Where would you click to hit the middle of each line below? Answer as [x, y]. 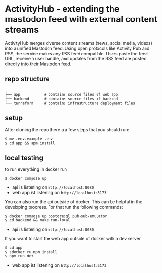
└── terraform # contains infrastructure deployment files [70, 103]
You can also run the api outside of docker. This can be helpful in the [74, 202]
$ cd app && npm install [30, 143]
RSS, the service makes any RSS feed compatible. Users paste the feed [76, 53]
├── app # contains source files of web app [62, 94]
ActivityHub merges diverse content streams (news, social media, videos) [79, 43]
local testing [24, 157]
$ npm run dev [19, 256]
